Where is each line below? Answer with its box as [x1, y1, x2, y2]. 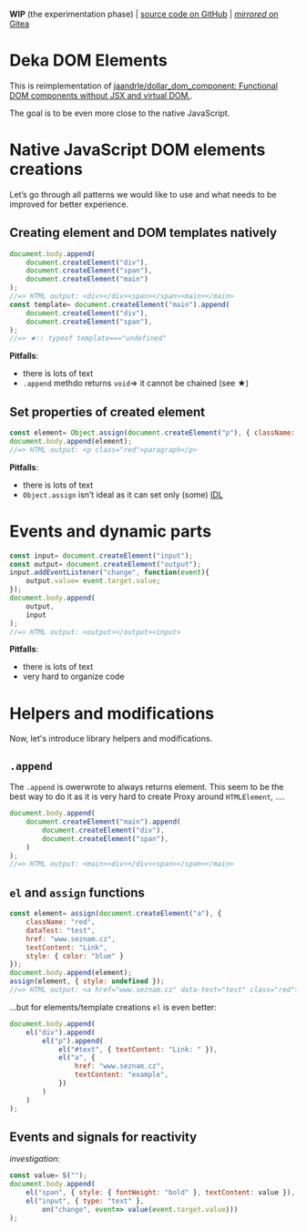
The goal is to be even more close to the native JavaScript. [9, 108, 230, 118]
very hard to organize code [22, 671, 125, 682]
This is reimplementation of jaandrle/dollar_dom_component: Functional [9, 80, 279, 91]
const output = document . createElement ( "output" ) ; [9, 559, 202, 569]
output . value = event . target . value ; [25, 577, 161, 586]
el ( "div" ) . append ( [25, 1028, 96, 1037]
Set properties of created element [9, 404, 206, 419]
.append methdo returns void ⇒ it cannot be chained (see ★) [22, 378, 250, 389]
